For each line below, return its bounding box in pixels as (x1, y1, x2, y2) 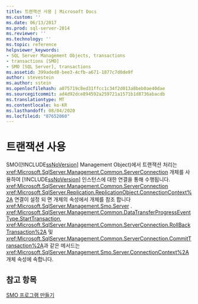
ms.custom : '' (6, 14, 41, 20)
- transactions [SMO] (6, 58, 60, 64)
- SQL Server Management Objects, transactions (6, 53, 126, 59)
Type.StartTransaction (6, 215, 60, 222)
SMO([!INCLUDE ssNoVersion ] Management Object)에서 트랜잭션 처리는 (6, 161, 177, 169)
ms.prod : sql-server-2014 (6, 25, 70, 31)
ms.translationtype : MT (6, 96, 65, 102)
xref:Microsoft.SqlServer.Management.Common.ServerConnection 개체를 (6, 169, 184, 176)
